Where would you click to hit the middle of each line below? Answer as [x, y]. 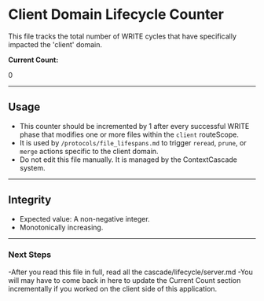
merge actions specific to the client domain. [89, 151]
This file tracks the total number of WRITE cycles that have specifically [123, 36]
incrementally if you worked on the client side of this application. [113, 288]
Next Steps [30, 255]
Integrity [30, 200]
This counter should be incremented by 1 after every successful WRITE [134, 126]
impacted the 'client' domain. [55, 44]
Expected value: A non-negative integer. [85, 218]
